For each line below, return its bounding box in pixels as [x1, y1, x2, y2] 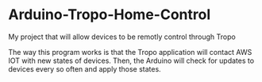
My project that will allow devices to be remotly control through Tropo [8, 32, 236, 41]
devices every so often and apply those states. [8, 64, 161, 73]
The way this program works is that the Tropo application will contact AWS [8, 47, 252, 57]
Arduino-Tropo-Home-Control [8, 6, 211, 24]
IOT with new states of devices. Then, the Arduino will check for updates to [8, 56, 255, 65]
